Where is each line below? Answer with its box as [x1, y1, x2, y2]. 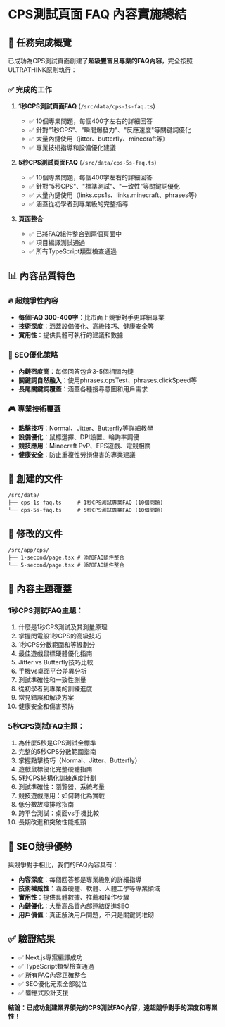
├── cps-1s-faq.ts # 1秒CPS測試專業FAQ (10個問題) [8, 499, 164, 507]
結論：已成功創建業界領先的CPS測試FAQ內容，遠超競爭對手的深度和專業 [8, 1003, 218, 1012]
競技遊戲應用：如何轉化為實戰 [18, 791, 105, 800]
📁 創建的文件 [8, 472, 63, 484]
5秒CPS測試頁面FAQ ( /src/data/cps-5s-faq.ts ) [18, 158, 157, 167]
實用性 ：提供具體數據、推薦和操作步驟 [18, 893, 129, 901]
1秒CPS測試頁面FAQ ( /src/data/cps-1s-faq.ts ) [18, 102, 155, 111]
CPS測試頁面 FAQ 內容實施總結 [8, 6, 187, 23]
